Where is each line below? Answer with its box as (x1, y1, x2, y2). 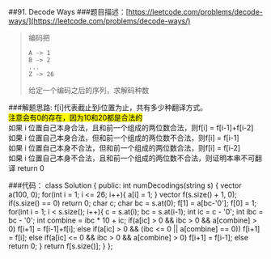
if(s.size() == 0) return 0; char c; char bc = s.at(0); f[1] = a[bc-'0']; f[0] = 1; (8, 198, 257, 208)
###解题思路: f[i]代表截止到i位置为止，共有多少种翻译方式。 (8, 103, 208, 112)
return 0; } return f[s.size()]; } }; (8, 241, 113, 251)
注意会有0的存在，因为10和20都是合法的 (8, 113, 143, 122)
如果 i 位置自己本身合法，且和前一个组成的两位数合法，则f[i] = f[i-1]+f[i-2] (8, 123, 254, 132)
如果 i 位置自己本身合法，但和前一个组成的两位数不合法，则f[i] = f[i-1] (8, 133, 240, 142)
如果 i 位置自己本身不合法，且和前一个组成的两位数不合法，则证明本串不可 (8, 153, 256, 163)
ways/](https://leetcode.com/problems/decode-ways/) (8, 16, 191, 26)
